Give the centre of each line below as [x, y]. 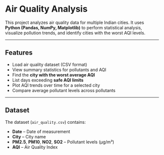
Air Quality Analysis [46, 9]
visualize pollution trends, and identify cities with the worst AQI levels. [75, 33]
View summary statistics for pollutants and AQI [59, 70]
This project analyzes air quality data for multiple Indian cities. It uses [75, 22]
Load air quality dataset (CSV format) [50, 64]
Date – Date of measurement [41, 131]
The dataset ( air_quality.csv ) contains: [46, 122]
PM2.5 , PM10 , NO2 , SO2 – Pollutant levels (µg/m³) [63, 142]
